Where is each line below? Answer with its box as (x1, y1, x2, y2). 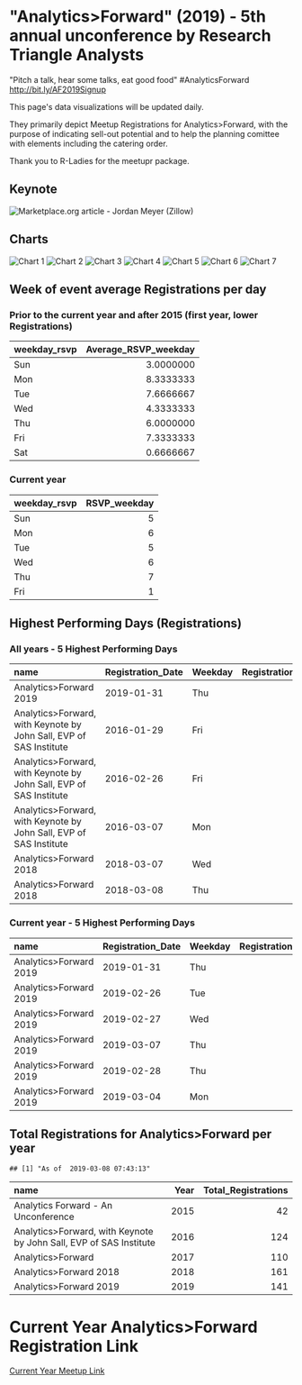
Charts (9, 232, 49, 247)
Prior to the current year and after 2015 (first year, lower (9, 308, 259, 321)
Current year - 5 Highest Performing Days (9, 916, 196, 929)
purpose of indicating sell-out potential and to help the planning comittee (9, 128, 280, 139)
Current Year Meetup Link (9, 1365, 105, 1376)
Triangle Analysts (9, 45, 145, 65)
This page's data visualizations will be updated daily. (9, 101, 204, 112)
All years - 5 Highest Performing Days (9, 642, 178, 655)
